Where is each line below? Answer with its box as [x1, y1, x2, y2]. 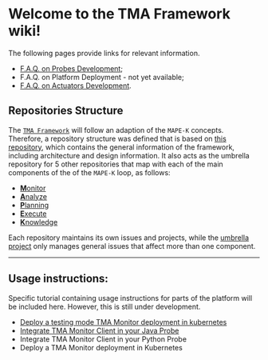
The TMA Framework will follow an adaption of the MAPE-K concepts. [8, 125, 224, 134]
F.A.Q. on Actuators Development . [19, 81, 132, 90]
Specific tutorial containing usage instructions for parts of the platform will [8, 293, 253, 302]
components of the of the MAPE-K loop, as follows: [8, 167, 171, 177]
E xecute [19, 209, 47, 218]
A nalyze [19, 191, 48, 201]
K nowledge [19, 217, 58, 226]
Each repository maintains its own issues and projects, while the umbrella [8, 233, 250, 242]
